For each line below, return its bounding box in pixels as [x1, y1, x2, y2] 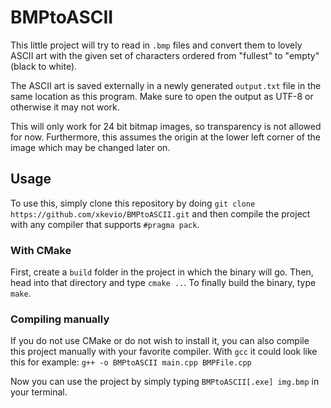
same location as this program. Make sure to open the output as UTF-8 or [10, 90, 314, 102]
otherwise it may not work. [10, 101, 120, 113]
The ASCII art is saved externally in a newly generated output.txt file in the [10, 79, 322, 91]
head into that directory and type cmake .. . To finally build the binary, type [10, 277, 317, 289]
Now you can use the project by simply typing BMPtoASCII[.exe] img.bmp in [10, 376, 320, 388]
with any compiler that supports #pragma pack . [10, 218, 200, 230]
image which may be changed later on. [10, 141, 171, 153]
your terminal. [10, 386, 68, 398]
